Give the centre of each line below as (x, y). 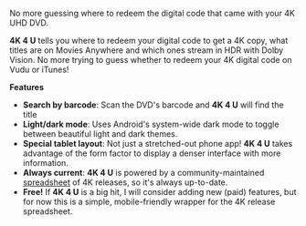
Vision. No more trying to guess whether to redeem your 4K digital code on (151, 60)
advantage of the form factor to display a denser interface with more (152, 153)
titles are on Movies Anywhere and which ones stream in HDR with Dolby (147, 50)
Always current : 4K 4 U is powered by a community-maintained (143, 173)
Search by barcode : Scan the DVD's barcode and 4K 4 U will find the (153, 105)
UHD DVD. (29, 23)
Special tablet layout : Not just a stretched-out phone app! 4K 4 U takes (158, 144)
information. (45, 163)
